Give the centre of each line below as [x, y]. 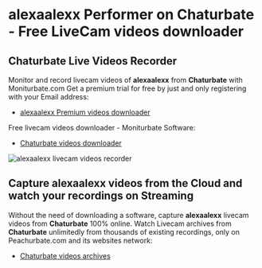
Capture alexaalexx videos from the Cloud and [125, 183]
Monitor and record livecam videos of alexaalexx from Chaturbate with [125, 80]
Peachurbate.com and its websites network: [80, 240]
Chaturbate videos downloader [70, 143]
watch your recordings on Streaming [101, 196]
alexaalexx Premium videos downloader [85, 112]
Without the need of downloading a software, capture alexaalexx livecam [129, 215]
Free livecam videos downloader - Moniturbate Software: [102, 128]
